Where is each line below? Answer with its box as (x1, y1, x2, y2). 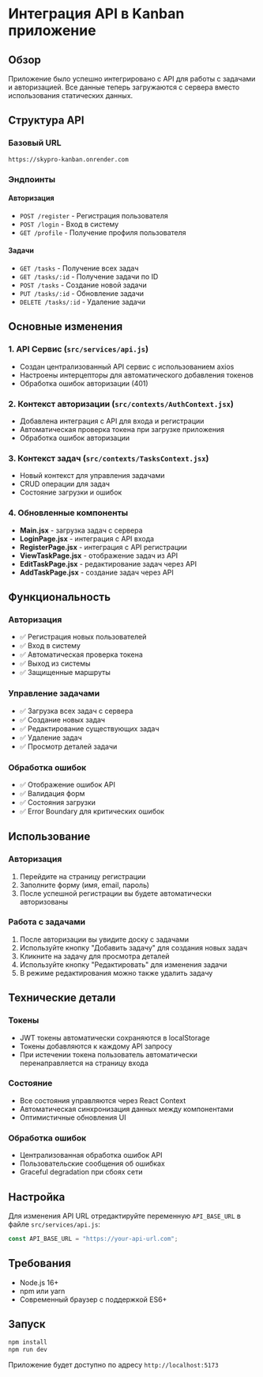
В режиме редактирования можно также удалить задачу (19, 968, 213, 977)
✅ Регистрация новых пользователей (19, 632, 147, 642)
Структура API (8, 114, 85, 127)
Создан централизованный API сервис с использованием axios (19, 362, 235, 371)
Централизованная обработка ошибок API (19, 1151, 163, 1160)
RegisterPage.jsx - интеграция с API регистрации (19, 542, 187, 552)
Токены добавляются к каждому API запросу (19, 1041, 172, 1051)
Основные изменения (8, 320, 123, 333)
